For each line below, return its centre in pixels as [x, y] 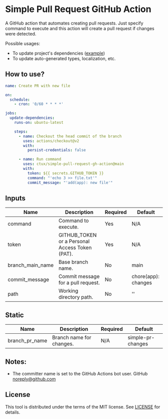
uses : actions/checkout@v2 [51, 141]
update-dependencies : [32, 118]
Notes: [16, 362]
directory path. [76, 297]
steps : [21, 131]
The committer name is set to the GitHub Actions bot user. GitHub [80, 373]
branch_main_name [31, 265]
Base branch [73, 262]
